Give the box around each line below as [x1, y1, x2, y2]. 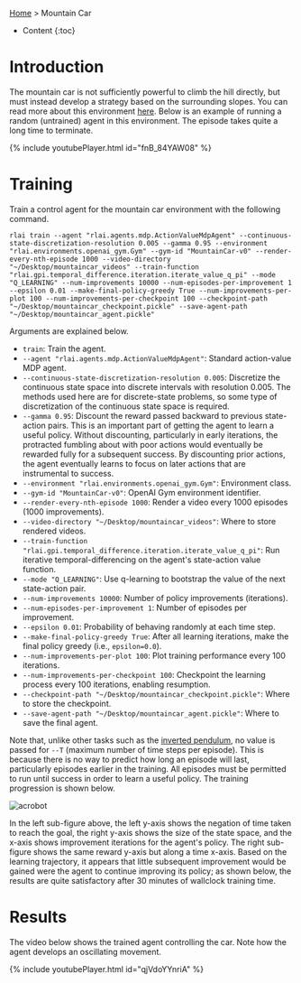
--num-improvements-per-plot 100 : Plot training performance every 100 [22, 650, 287, 661]
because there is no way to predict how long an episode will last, [9, 754, 250, 765]
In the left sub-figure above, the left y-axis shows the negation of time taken [9, 817, 292, 829]
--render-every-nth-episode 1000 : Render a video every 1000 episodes [22, 496, 288, 507]
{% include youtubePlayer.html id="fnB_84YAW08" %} [9, 142, 212, 153]
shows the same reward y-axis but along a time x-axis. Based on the [32, 846, 287, 857]
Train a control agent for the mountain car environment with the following [9, 203, 281, 215]
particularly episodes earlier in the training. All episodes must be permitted [9, 763, 287, 774]
